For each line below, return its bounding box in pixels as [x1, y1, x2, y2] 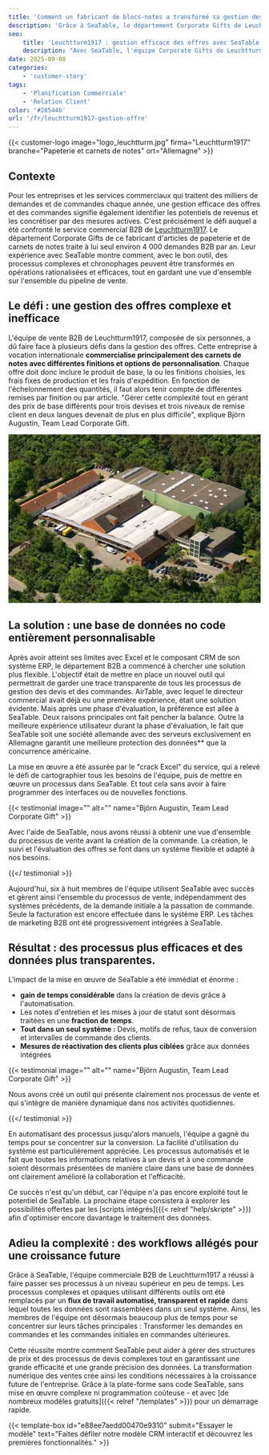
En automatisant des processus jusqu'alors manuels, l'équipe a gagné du [8, 1129, 250, 1139]
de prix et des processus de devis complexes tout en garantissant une [8, 1354, 240, 1364]
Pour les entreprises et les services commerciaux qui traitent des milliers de [8, 190, 259, 200]
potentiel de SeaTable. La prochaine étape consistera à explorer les [8, 1196, 231, 1205]
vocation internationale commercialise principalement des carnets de [8, 350, 242, 360]
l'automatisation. [19, 999, 75, 1009]
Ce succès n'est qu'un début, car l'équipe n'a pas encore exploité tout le [8, 1188, 248, 1197]
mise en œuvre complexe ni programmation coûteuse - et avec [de [8, 1388, 230, 1398]
